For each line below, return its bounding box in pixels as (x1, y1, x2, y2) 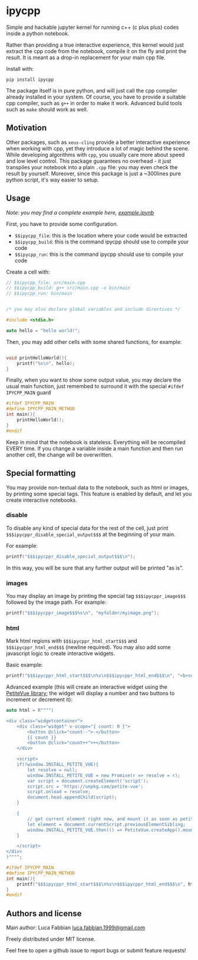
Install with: (6, 65, 34, 72)
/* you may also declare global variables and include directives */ (6, 307, 181, 313)
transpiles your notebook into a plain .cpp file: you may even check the (6, 163, 178, 170)
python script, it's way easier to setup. (6, 176, 99, 183)
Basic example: (6, 662, 43, 669)
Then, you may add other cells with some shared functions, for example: (6, 338, 182, 346)
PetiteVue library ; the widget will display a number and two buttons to (6, 690, 175, 697)
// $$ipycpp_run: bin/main (6, 291, 72, 297)
